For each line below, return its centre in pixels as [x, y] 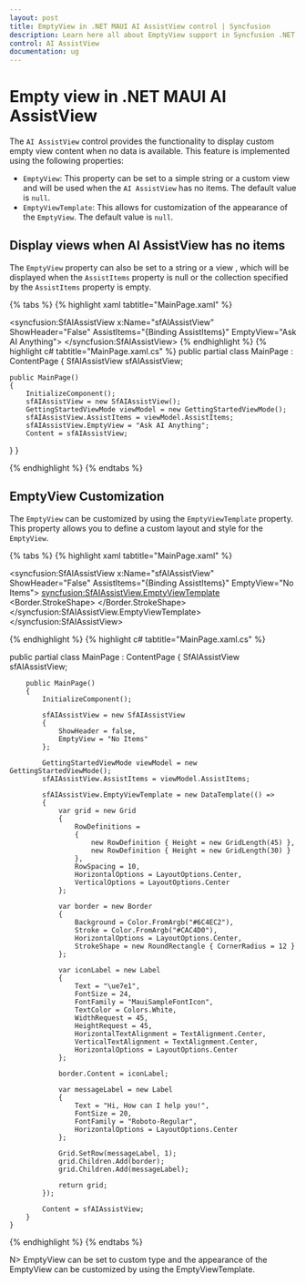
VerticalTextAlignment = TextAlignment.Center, [166, 1042]
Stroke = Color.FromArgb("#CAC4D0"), [146, 930]
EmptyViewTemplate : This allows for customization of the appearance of [155, 208]
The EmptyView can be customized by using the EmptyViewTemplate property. [151, 518]
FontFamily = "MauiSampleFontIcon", [144, 1002]
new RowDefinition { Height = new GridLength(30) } [191, 851]
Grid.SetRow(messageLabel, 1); [117, 1153]
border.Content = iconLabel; [113, 1074]
